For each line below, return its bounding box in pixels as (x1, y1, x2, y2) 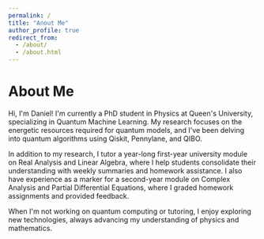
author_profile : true (8, 26, 80, 34)
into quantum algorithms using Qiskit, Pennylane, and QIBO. (8, 134, 203, 143)
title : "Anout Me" (8, 19, 69, 27)
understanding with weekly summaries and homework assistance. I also (8, 165, 243, 175)
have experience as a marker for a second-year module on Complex (8, 174, 231, 184)
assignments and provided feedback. (8, 191, 130, 200)
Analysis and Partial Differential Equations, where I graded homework (8, 183, 234, 192)
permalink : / (8, 11, 51, 20)
